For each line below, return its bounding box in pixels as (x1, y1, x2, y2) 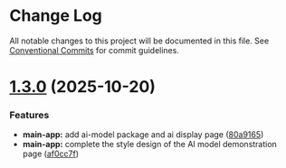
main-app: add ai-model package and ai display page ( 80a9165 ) (22, 129, 264, 140)
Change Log (9, 5, 102, 26)
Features (9, 109, 50, 122)
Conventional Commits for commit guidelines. (9, 44, 179, 55)
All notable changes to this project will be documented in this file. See (9, 35, 270, 46)
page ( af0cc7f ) (22, 148, 80, 159)
